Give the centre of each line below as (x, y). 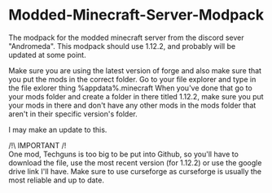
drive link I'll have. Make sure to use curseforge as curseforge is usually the (135, 171)
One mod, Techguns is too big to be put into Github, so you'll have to (123, 154)
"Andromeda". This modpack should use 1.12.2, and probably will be (122, 46)
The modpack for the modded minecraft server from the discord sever (126, 37)
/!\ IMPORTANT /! (37, 145)
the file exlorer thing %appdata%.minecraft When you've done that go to (130, 88)
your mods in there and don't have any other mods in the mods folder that (132, 105)
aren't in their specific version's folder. (73, 114)
